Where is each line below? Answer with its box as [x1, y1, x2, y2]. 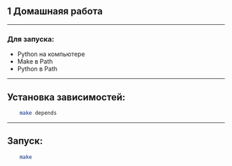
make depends [19, 109, 57, 116]
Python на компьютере [17, 50, 85, 58]
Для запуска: [7, 34, 55, 44]
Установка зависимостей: [7, 91, 126, 103]
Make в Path [17, 57, 53, 66]
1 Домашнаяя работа [7, 6, 103, 17]
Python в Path [17, 65, 57, 73]
